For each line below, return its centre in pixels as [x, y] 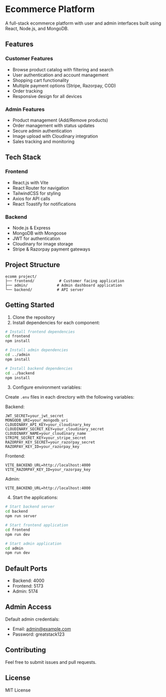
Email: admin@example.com [42, 629]
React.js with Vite [30, 182]
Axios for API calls [31, 198]
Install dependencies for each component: [56, 322]
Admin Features [25, 109]
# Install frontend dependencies [40, 332]
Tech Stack [23, 157]
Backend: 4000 [28, 580]
